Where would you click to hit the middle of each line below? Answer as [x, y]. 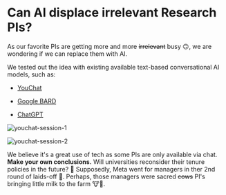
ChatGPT [30, 114]
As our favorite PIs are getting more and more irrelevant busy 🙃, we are [110, 46]
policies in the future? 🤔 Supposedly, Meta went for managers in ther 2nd [111, 169]
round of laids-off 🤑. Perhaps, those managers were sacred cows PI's [106, 176]
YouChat [29, 88]
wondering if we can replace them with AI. [67, 54]
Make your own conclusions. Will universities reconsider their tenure [106, 162]
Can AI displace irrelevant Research [112, 13]
